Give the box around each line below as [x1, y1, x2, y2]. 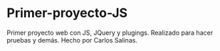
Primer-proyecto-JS [6, 5, 128, 21]
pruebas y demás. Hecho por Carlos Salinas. [6, 35, 138, 44]
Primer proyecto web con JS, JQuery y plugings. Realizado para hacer [6, 28, 214, 37]
